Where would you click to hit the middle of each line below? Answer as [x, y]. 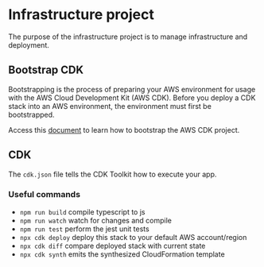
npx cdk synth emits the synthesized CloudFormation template [122, 254]
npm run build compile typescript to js [82, 211]
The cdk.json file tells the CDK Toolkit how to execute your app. [113, 174]
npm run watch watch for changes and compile [96, 220]
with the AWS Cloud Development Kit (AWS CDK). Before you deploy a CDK [132, 98]
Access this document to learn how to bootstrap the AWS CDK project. [124, 130]
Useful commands [45, 195]
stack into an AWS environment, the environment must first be [110, 106]
